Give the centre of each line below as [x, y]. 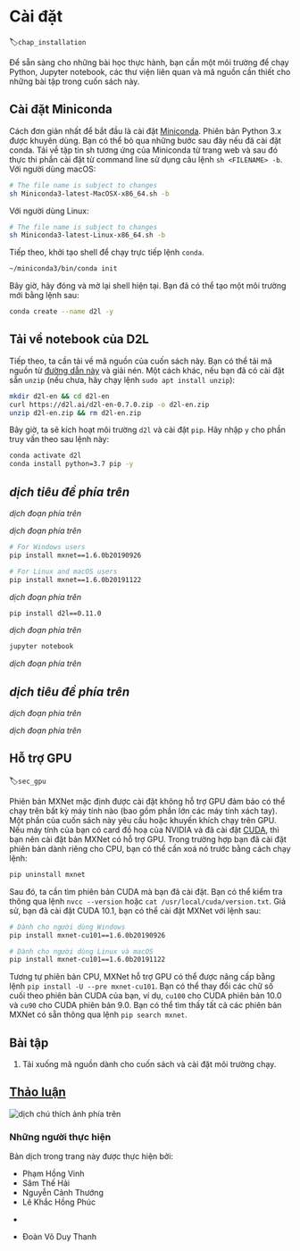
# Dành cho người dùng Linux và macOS [81, 951]
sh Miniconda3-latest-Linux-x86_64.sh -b [87, 235]
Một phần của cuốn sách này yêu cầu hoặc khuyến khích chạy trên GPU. [143, 820]
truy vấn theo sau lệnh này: [59, 439]
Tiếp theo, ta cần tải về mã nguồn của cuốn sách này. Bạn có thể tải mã [141, 361]
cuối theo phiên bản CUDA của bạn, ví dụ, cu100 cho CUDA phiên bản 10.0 [146, 996]
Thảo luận [38, 1093]
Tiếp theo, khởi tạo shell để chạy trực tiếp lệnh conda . [107, 253]
